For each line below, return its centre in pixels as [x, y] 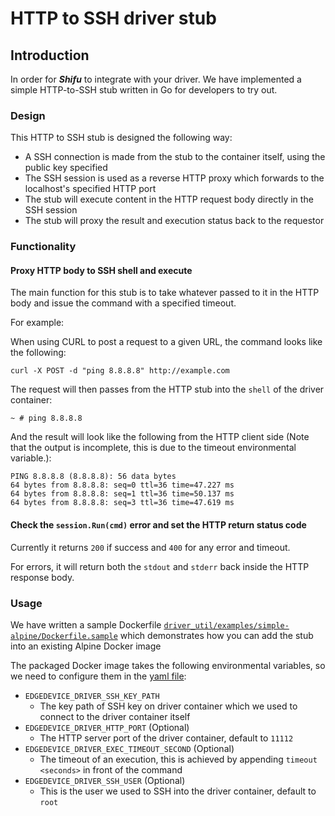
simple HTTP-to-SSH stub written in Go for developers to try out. [144, 90]
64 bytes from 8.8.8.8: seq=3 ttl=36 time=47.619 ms [122, 503]
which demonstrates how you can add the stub [216, 635]
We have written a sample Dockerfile [86, 624]
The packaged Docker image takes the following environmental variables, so [168, 665]
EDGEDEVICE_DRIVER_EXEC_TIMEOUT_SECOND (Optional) [129, 748]
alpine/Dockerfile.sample [64, 636]
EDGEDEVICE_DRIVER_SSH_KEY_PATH [92, 696]
